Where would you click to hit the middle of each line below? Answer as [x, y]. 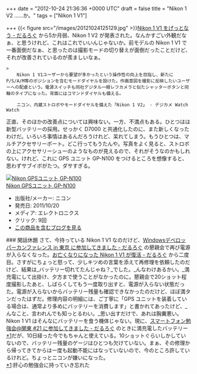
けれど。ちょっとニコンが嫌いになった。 [60, 358]
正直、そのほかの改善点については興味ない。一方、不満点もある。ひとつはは [98, 122]
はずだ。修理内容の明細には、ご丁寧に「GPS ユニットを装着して [104, 299]
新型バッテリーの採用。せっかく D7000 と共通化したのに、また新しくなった [98, 129]
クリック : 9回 [30, 220]
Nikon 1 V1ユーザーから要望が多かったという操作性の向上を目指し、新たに [95, 75]
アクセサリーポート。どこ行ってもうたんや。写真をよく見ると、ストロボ [103, 144]
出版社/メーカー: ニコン [43, 198]
